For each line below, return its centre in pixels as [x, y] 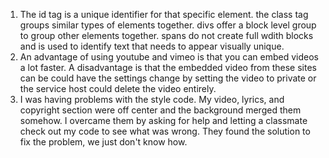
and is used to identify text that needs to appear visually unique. [152, 46]
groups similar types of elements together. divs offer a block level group [168, 25]
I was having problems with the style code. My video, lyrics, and [152, 99]
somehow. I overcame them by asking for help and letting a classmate [163, 120]
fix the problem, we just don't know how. [103, 142]
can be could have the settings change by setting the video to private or [168, 78]
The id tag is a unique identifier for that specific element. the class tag [164, 14]
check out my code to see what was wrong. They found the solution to [165, 131]
